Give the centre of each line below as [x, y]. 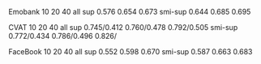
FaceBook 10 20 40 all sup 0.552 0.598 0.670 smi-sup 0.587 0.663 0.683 [130, 51]
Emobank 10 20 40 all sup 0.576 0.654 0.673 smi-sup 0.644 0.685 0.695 [130, 12]
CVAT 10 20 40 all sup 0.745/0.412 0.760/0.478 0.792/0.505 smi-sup [123, 27]
